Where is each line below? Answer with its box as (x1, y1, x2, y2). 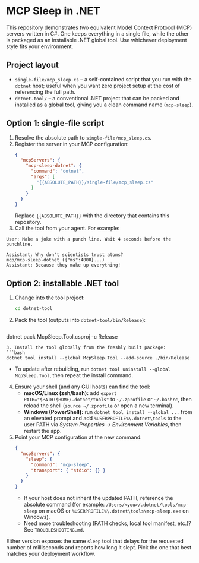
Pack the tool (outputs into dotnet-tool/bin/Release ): (14, 317, 146, 323)
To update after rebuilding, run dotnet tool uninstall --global (14, 365, 171, 372)
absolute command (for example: (23, 501, 105, 508)
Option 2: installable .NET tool (6, 278, 119, 289)
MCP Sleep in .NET (6, 4, 101, 18)
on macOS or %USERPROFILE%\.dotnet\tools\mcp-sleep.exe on (38, 507, 189, 514)
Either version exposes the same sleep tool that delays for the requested (6, 537, 184, 545)
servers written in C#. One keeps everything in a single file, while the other (6, 30, 189, 37)
